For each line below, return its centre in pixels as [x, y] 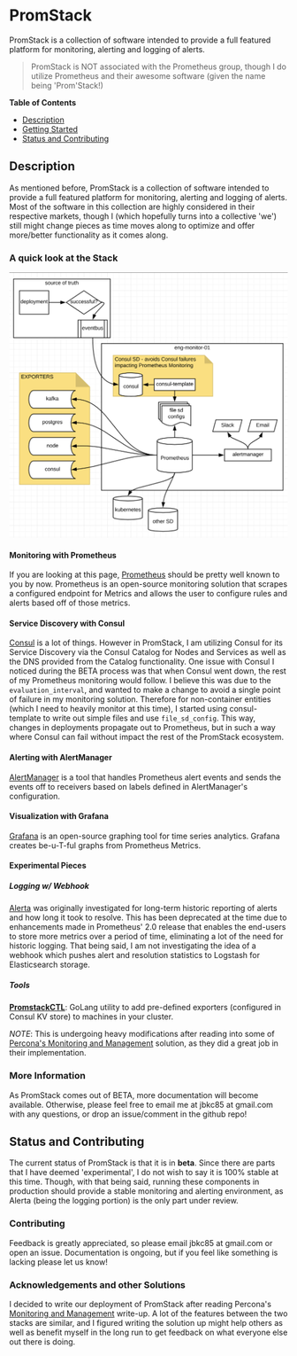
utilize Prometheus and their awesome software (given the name [148, 75]
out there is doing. [42, 1341]
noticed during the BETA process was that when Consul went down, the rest [148, 671]
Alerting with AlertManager [61, 757]
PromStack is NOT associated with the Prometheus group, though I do [159, 66]
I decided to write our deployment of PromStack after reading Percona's [141, 1304]
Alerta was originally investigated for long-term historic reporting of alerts [143, 908]
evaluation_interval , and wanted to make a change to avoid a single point [145, 690]
